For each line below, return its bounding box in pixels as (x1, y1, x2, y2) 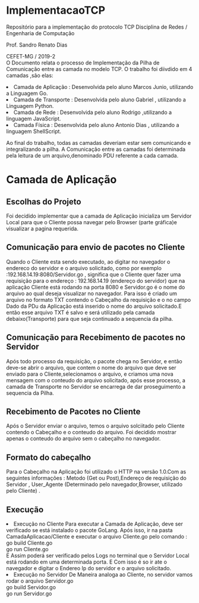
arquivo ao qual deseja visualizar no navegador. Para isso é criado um (6, 290, 177, 297)
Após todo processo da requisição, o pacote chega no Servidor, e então (6, 357, 182, 364)
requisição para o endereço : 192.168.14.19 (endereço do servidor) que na (6, 277, 185, 284)
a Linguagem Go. (6, 89, 48, 97)
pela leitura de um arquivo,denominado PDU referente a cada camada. (6, 151, 179, 159)
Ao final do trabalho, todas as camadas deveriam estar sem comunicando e (6, 139, 191, 146)
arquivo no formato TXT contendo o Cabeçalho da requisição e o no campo (6, 296, 191, 303)
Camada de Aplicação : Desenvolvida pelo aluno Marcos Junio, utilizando (14, 83, 194, 90)
